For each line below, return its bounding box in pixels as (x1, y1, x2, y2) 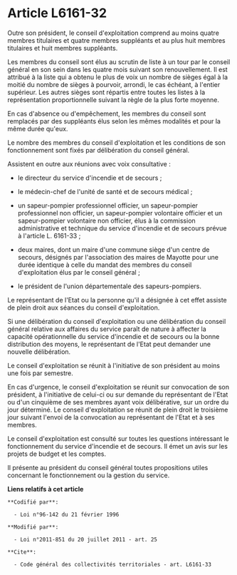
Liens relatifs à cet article (7, 484, 84, 493)
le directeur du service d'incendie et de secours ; (17, 173, 162, 182)
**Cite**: (7, 548, 37, 556)
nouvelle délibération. (7, 347, 71, 356)
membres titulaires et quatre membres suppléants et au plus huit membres (7, 36, 226, 44)
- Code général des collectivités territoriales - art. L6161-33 (14, 561, 212, 568)
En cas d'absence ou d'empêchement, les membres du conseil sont (7, 109, 206, 118)
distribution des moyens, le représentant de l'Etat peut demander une (7, 340, 211, 348)
